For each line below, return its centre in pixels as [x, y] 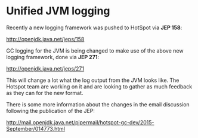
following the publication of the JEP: [51, 111]
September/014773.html [36, 128]
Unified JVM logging [58, 11]
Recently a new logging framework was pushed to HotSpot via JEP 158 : [94, 27]
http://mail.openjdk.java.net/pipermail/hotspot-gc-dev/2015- [80, 122]
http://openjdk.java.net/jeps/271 [45, 68]
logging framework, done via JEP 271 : [53, 57]
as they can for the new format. [45, 93]
